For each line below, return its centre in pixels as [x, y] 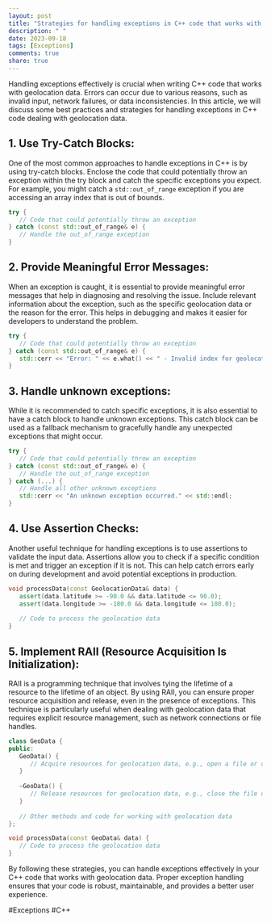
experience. [28, 895]
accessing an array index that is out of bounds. [86, 197]
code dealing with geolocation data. [68, 118]
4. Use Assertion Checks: [74, 529]
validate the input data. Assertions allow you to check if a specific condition [134, 556]
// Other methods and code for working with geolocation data [125, 816]
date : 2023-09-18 [38, 38]
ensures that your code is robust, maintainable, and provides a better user [131, 886]
